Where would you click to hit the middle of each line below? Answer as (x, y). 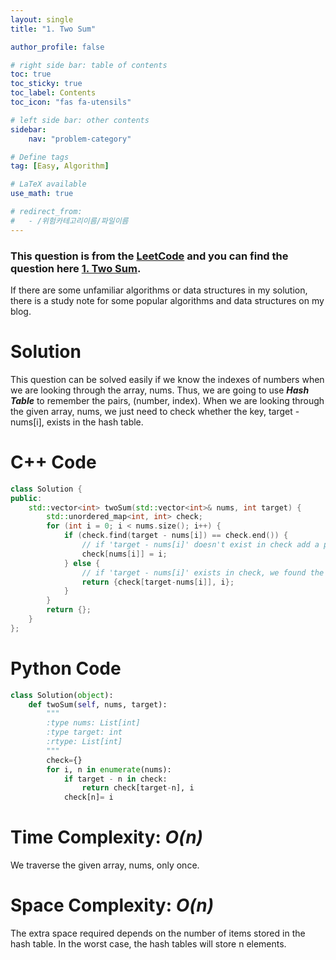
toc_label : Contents (53, 93)
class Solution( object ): (62, 695)
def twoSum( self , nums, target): (98, 704)
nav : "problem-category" (80, 139)
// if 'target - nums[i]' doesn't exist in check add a (200, 545)
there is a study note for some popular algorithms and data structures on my (167, 300)
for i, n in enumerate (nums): (109, 769)
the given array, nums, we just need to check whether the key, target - (155, 411)
